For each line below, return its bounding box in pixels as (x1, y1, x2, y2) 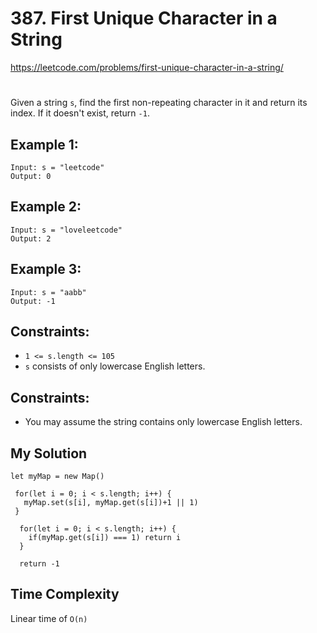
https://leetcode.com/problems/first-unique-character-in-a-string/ (10, 61, 284, 73)
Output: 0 (10, 171, 52, 181)
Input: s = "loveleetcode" (10, 225, 123, 235)
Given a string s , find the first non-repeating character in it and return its (10, 97, 308, 109)
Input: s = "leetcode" (10, 162, 105, 172)
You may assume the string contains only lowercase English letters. (24, 416, 303, 428)
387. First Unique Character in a (10, 7, 278, 30)
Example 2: (10, 198, 82, 216)
